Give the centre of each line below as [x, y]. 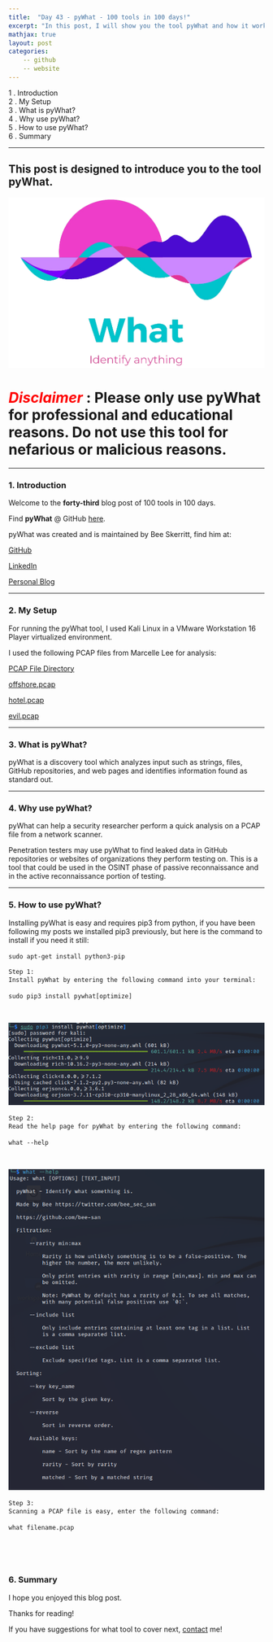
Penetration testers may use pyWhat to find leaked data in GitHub [118, 850]
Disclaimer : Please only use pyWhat [135, 398]
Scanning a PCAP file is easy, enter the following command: [114, 1512]
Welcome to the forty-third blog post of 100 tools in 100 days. [112, 503]
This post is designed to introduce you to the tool [135, 170]
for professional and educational [121, 415]
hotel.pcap [26, 700]
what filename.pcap [41, 1528]
